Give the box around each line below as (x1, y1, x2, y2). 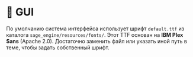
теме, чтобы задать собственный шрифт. (6, 44, 110, 51)
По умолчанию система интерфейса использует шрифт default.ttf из (6, 25, 185, 32)
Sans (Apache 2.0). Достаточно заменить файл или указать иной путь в (6, 37, 188, 45)
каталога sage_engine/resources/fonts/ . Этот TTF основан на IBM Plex (6, 31, 184, 38)
